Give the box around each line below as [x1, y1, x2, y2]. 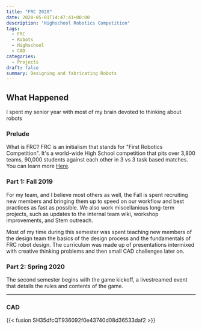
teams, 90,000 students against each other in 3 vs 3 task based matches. [6, 156, 188, 163]
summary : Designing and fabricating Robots [6, 70, 117, 76]
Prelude [6, 130, 30, 138]
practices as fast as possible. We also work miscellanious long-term [6, 204, 175, 211]
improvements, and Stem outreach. [6, 217, 93, 224]
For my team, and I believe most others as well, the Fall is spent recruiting [6, 191, 188, 198]
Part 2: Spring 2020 [6, 262, 65, 271]
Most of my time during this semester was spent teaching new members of [6, 228, 192, 235]
